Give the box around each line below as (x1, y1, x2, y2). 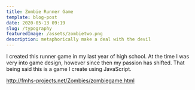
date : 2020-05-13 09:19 (6, 20, 66, 26)
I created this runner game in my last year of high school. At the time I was (6, 53, 190, 60)
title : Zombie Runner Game (6, 8, 74, 15)
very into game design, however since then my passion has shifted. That (6, 59, 185, 66)
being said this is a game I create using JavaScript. (6, 66, 132, 72)
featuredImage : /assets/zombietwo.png (6, 31, 103, 37)
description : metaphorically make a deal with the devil (6, 36, 151, 42)
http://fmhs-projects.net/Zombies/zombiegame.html (6, 77, 135, 84)
